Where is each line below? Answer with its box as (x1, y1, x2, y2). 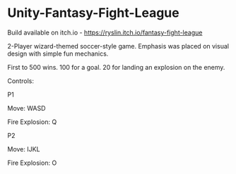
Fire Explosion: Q (7, 118, 57, 126)
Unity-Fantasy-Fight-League (7, 5, 179, 21)
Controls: (7, 76, 34, 85)
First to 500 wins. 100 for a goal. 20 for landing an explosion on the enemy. (7, 63, 225, 71)
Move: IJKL (7, 144, 40, 153)
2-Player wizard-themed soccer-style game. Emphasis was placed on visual (7, 42, 230, 50)
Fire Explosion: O (7, 159, 57, 167)
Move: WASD (7, 104, 46, 112)
